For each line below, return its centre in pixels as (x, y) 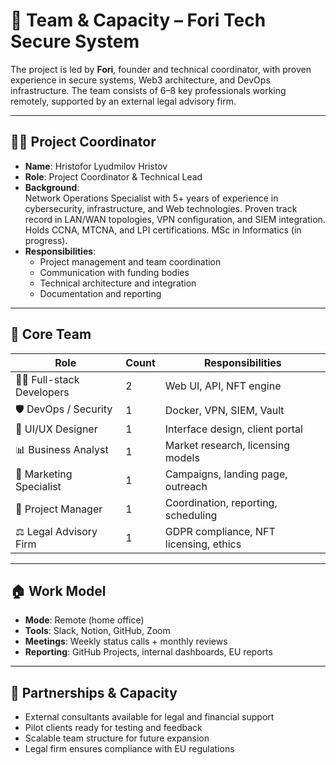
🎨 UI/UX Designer (56, 429)
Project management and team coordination (130, 261)
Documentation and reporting (100, 293)
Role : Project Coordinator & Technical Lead (113, 176)
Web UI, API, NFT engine (223, 386)
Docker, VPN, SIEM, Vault (224, 411)
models (182, 457)
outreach (186, 486)
